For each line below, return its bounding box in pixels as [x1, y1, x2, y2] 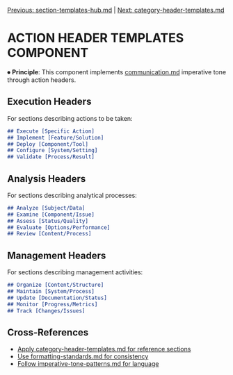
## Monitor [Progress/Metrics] [7, 301, 98, 308]
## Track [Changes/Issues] [7, 307, 86, 315]
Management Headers [7, 249, 106, 261]
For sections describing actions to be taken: [7, 114, 134, 122]
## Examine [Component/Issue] [7, 211, 95, 218]
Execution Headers [7, 96, 92, 108]
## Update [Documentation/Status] [7, 294, 108, 301]
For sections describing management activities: [7, 268, 143, 276]
